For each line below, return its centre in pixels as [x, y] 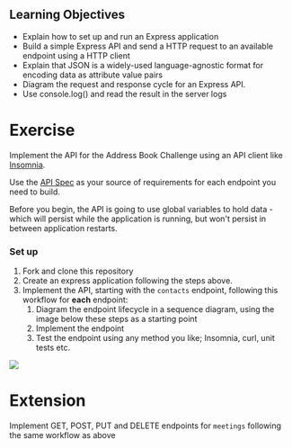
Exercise [42, 130]
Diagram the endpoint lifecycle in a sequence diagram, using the [155, 309]
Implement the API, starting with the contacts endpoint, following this [150, 291]
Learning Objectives [67, 15]
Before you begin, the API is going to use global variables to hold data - [142, 209]
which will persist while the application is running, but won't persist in [138, 219]
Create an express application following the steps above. [128, 281]
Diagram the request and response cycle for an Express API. [134, 84]
